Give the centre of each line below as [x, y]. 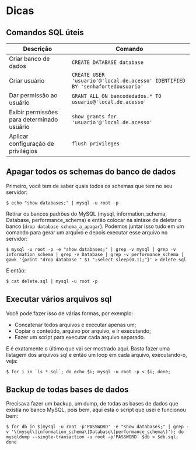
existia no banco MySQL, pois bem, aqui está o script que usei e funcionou [96, 410]
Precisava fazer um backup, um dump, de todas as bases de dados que [92, 404]
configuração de [32, 144]
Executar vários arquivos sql [59, 299]
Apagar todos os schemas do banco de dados [91, 172]
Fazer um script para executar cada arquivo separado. [80, 337]
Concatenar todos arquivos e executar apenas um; [75, 325]
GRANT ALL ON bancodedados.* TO [117, 96]
